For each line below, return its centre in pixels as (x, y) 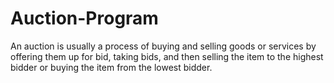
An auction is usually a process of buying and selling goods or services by (163, 46)
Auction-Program (84, 18)
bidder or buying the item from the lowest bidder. (111, 67)
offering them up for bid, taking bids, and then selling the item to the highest (167, 56)
